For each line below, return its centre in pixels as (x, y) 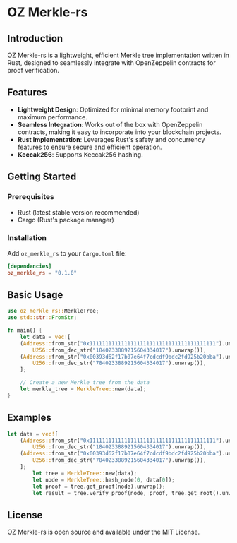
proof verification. (34, 70)
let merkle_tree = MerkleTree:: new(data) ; (83, 389)
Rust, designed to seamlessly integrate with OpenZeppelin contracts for (112, 63)
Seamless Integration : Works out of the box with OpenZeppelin (110, 124)
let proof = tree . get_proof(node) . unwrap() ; (99, 487)
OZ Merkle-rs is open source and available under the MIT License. (104, 532)
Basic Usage (35, 295)
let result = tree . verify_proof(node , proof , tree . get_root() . (127, 493)
